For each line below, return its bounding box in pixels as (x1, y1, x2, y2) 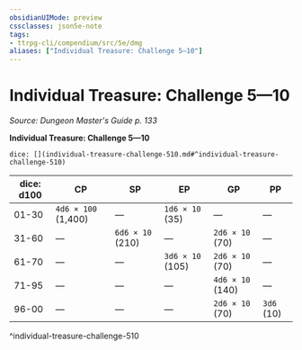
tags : (9, 30, 30, 39)
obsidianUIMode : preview (9, 13, 102, 22)
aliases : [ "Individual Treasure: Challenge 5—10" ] (9, 47, 203, 56)
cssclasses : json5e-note (9, 22, 102, 31)
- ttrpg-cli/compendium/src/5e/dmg (9, 38, 143, 48)
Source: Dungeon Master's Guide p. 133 (9, 115, 157, 126)
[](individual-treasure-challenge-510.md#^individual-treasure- (32, 150, 280, 159)
